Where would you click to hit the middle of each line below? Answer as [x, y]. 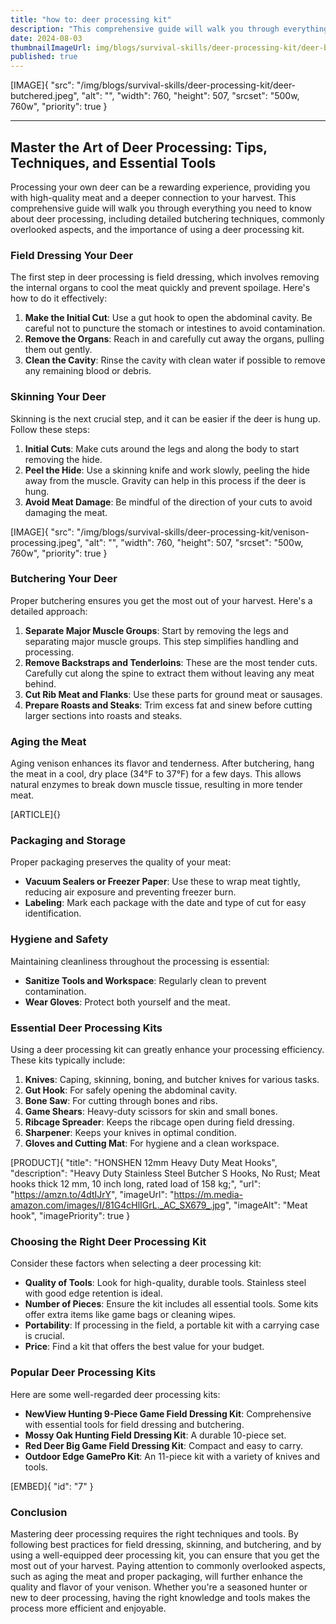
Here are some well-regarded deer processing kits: [115, 1394]
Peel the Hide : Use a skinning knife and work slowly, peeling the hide [167, 470]
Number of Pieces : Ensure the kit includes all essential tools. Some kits [171, 1304]
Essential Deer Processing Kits [86, 1028]
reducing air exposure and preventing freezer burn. [130, 892]
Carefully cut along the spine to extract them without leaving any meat [169, 673]
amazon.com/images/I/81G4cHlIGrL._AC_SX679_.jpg [118, 1205]
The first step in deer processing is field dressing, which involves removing [165, 277]
